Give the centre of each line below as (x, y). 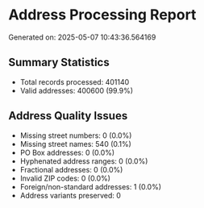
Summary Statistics (59, 62)
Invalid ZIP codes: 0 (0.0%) (65, 178)
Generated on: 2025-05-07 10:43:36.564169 (82, 37)
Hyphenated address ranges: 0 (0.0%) (84, 161)
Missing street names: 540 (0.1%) (75, 144)
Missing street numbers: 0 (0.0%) (76, 135)
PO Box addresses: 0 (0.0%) (67, 152)
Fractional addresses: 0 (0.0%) (71, 169)
